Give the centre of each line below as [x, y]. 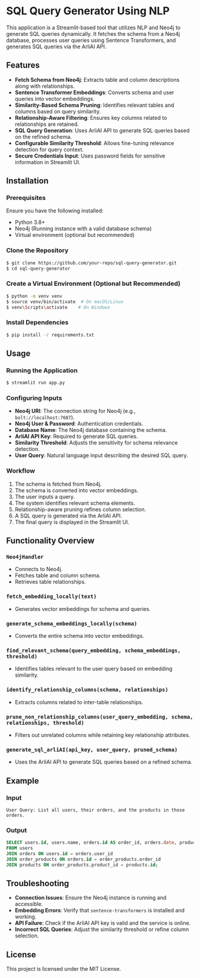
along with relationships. [45, 86]
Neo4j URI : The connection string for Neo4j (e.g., [75, 411]
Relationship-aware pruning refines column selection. [80, 509]
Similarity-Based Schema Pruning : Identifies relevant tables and [94, 105]
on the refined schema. [43, 137]
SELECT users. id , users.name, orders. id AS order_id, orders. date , [92, 843]
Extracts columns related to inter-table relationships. [79, 702]
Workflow [21, 471]
